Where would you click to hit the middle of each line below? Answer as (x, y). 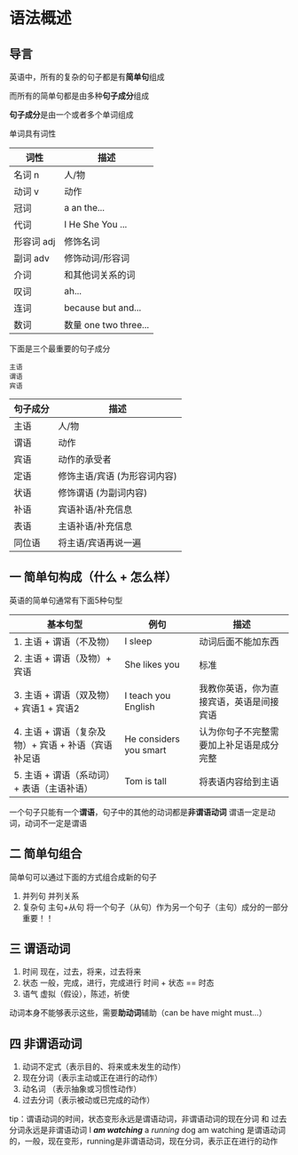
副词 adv (32, 258)
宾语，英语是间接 (243, 702)
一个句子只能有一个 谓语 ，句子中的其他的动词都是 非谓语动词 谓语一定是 (138, 812)
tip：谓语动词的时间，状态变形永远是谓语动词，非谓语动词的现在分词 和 (139, 1119)
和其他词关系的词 (99, 275)
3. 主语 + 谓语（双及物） (64, 694)
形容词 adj (35, 241)
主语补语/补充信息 (95, 526)
